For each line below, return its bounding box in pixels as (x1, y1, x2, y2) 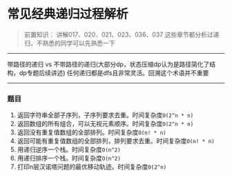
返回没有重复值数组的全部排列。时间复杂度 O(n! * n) (17, 128, 167, 136)
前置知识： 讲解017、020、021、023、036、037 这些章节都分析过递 (23, 30, 220, 39)
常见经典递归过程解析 (7, 6, 129, 22)
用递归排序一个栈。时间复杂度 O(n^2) (17, 154, 121, 163)
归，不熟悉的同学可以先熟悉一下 (23, 39, 115, 47)
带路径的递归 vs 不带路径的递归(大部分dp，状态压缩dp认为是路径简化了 (7, 60, 210, 68)
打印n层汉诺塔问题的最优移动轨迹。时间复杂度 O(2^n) (17, 163, 167, 171)
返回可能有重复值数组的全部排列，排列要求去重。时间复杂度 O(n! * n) (17, 137, 215, 145)
